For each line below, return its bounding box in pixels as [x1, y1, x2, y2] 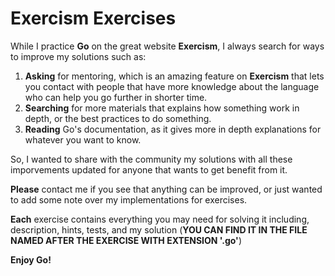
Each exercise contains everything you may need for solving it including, [10, 213, 310, 225]
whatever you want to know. [24, 133, 142, 146]
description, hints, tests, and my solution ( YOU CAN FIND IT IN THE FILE [10, 223, 308, 236]
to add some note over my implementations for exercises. [10, 193, 248, 206]
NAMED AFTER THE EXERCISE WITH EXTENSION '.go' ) [10, 234, 242, 246]
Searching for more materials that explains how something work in [24, 102, 300, 114]
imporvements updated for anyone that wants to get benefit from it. [10, 163, 288, 176]
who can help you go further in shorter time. [24, 91, 208, 103]
